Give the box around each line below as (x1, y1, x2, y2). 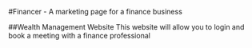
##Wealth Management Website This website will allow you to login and (8, 22, 245, 31)
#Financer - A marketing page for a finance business (8, 7, 182, 16)
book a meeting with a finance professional (8, 31, 150, 40)
